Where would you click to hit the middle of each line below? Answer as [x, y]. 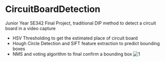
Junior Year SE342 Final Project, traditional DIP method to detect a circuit [81, 23]
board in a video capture [30, 28]
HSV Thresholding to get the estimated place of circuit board [75, 38]
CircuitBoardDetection [53, 9]
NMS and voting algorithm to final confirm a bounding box [72, 54]
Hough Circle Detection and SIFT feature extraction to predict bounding [86, 43]
